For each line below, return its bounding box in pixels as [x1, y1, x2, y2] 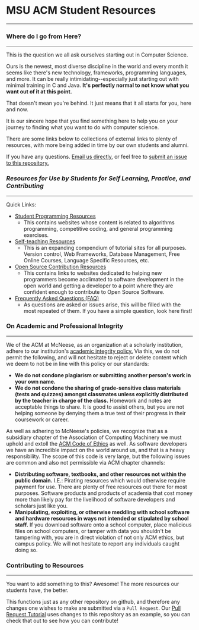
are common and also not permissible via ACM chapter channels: [6, 459, 165, 466]
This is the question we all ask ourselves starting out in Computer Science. [6, 51, 188, 58]
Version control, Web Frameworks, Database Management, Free [23, 250, 180, 258]
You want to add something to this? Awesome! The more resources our [6, 581, 179, 588]
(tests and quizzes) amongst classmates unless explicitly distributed [14, 390, 188, 397]
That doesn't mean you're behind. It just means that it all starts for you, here [6, 99, 191, 107]
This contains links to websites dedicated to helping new [23, 269, 162, 277]
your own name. [14, 378, 56, 385]
